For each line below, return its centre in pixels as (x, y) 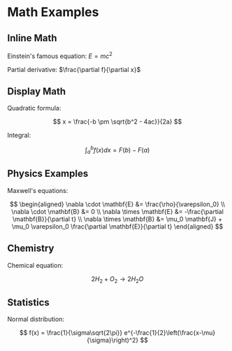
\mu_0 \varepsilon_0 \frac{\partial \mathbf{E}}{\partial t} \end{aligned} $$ (117, 226)
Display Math (37, 92)
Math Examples (53, 12)
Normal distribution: (36, 320)
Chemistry (31, 249)
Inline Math (32, 38)
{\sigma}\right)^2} (113, 341)
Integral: (19, 135)
